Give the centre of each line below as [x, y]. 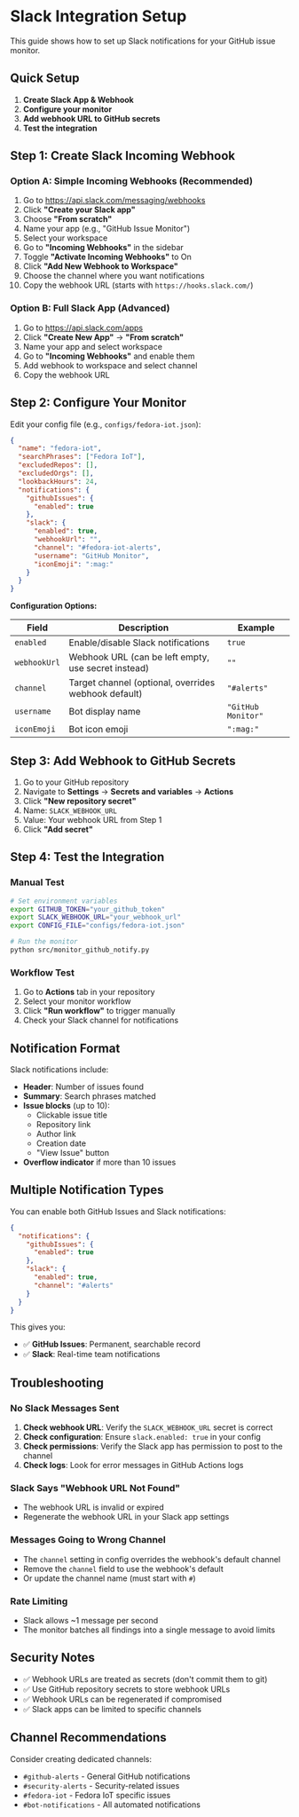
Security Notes [53, 1658]
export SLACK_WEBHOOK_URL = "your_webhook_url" [95, 917]
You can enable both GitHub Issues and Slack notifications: [118, 1211]
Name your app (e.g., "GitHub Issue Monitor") [106, 229]
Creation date [61, 1143]
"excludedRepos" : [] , [58, 465]
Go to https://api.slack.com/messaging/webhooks [114, 201]
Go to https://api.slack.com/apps [83, 328]
